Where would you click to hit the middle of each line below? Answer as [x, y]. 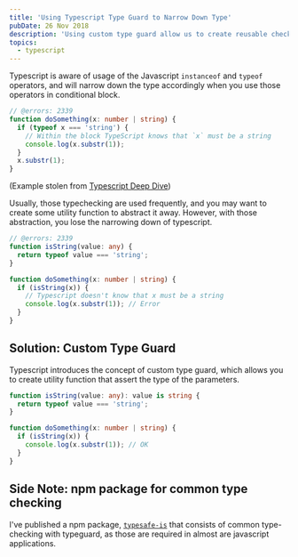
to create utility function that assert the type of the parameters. [124, 379]
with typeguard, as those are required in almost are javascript [157, 534]
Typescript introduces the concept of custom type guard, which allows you [146, 369]
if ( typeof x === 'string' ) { [73, 127]
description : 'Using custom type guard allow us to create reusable [138, 34]
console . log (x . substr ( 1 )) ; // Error [93, 304]
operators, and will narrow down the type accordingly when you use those [145, 85]
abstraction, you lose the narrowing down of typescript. [111, 222]
